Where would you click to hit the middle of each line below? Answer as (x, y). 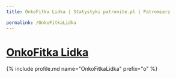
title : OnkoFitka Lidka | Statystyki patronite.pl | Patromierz (88, 12)
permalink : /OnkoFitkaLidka (41, 22)
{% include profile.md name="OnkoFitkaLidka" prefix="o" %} (82, 69)
